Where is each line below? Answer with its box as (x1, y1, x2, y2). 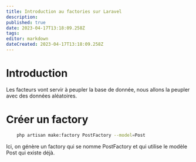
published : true (6, 19, 46, 25)
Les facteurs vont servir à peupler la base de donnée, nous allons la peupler (6, 86, 190, 93)
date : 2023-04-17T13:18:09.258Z (6, 25, 85, 31)
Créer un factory (6, 113, 89, 126)
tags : (6, 31, 19, 36)
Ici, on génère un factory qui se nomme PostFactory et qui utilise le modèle (6, 143, 188, 150)
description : (6, 14, 38, 20)
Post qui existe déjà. (6, 149, 55, 156)
